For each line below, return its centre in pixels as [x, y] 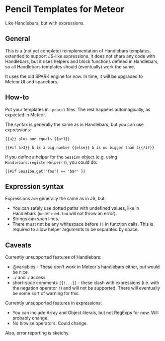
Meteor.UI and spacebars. [32, 81]
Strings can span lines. [36, 219]
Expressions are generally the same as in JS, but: [55, 199]
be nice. [21, 272]
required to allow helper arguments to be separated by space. [76, 229]
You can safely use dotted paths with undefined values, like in [76, 208]
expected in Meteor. [26, 115]
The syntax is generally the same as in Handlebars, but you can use [75, 124]
